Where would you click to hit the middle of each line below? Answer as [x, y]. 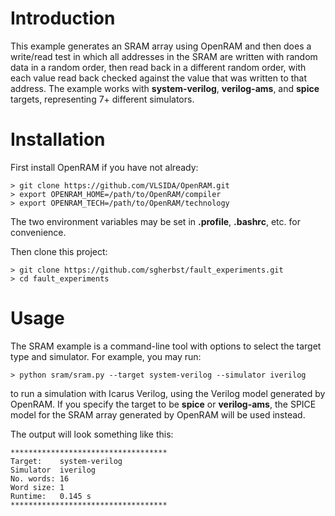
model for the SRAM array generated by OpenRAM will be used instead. [158, 414]
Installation [58, 139]
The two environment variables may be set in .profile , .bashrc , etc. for [155, 221]
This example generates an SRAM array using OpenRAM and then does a [161, 46]
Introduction [63, 18]
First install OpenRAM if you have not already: [104, 167]
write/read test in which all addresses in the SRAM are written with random [164, 56]
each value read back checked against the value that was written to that [159, 78]
